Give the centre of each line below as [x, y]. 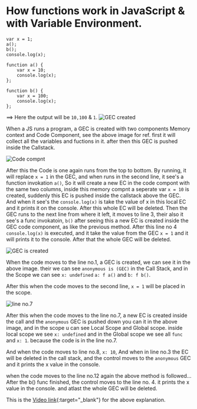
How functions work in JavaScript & [96, 11]
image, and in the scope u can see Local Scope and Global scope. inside [94, 328]
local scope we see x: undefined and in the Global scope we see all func [94, 334]
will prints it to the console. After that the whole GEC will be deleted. [89, 239]
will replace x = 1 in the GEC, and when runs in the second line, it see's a [95, 176]
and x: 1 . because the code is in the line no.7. [62, 340]
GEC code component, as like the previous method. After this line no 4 [91, 227]
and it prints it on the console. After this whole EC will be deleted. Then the [97, 208]
